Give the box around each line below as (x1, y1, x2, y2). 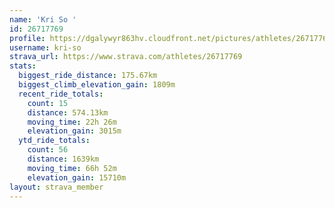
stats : (9, 61, 37, 71)
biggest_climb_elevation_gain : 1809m (18, 80, 176, 90)
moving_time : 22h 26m (27, 117, 117, 127)
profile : (9, 33, 46, 43)
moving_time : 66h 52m (27, 163, 117, 173)
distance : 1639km (27, 154, 100, 164)
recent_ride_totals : (18, 89, 104, 99)
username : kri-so (9, 42, 82, 53)
